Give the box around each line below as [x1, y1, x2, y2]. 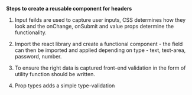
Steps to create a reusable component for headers [6, 5, 132, 12]
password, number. [14, 53, 62, 60]
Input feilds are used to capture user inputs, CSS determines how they [14, 17, 186, 23]
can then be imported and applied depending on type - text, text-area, [14, 47, 186, 54]
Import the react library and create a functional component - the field [14, 41, 183, 47]
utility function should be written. [14, 71, 96, 77]
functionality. [14, 29, 47, 36]
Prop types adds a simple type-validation [14, 82, 115, 89]
